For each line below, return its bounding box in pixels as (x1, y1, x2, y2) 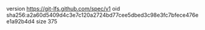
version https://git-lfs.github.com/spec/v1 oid (6, 5, 121, 12)
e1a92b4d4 (6, 18, 35, 25)
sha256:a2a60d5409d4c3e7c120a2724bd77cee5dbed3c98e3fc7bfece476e (6, 11, 199, 19)
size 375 (35, 18, 58, 25)
